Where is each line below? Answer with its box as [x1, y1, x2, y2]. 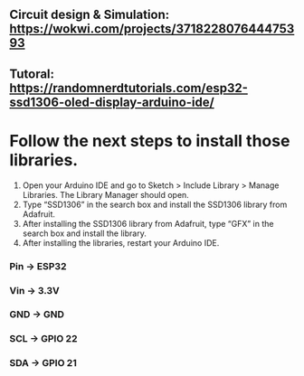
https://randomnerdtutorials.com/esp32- [9, 80, 249, 96]
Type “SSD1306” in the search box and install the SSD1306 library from [22, 199, 288, 210]
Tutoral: [9, 66, 55, 81]
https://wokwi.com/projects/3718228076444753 [9, 22, 295, 37]
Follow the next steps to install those [9, 130, 290, 151]
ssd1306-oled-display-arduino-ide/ [9, 94, 214, 109]
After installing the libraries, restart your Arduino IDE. [22, 237, 220, 248]
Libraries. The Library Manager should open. [22, 189, 190, 200]
